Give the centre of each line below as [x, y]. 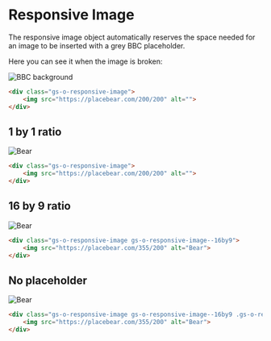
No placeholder [48, 280]
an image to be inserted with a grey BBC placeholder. [97, 45]
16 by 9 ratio [40, 206]
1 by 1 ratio [35, 132]
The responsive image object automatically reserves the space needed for [132, 37]
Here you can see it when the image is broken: [85, 61]
